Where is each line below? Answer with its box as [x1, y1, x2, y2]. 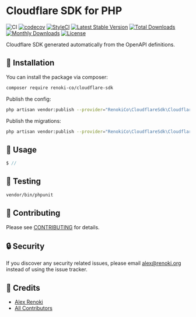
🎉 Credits [6, 282, 41, 293]
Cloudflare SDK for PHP [6, 4, 123, 18]
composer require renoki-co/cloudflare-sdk [6, 85, 114, 91]
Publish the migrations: [6, 117, 61, 124]
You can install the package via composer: [6, 73, 108, 80]
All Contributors [14, 305, 52, 312]
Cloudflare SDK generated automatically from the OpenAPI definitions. [6, 41, 175, 48]
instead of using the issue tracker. [6, 266, 87, 273]
